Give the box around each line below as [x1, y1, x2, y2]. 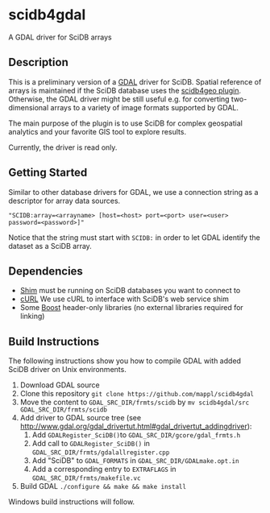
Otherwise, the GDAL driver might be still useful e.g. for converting [8, 94, 230, 104]
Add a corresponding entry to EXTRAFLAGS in [31, 465, 177, 474]
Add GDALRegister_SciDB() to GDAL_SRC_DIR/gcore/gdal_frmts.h [31, 430, 241, 440]
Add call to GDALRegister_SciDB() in [31, 439, 151, 449]
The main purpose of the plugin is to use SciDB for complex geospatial [8, 118, 243, 128]
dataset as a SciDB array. [8, 241, 93, 250]
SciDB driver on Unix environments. [8, 365, 127, 374]
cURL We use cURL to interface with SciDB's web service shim [19, 294, 230, 304]
